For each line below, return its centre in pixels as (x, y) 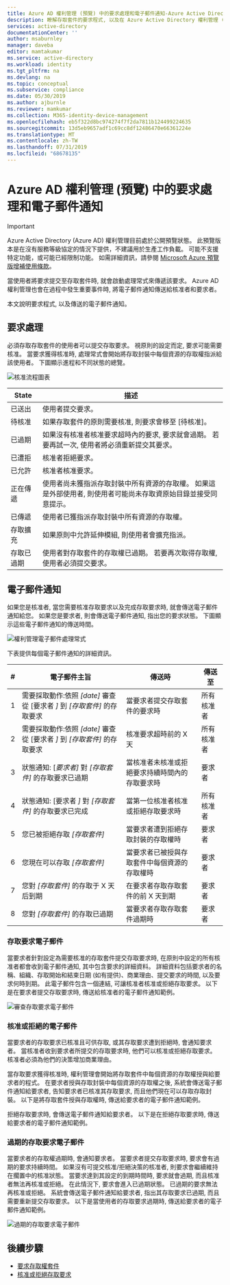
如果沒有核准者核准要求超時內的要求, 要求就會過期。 (126, 435)
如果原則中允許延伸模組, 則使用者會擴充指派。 (116, 535)
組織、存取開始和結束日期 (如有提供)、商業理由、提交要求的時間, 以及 (117, 975)
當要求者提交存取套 (157, 701)
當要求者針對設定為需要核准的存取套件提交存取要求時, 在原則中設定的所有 (111, 957)
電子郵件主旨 (71, 677)
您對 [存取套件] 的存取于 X (64, 886)
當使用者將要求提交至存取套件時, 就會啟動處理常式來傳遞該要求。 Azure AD (113, 280)
